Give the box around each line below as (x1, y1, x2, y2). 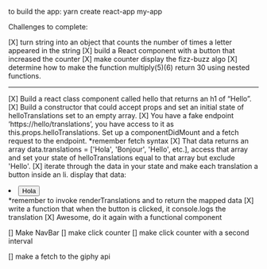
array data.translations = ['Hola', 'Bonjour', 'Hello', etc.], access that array (8, 144, 249, 154)
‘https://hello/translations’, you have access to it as (8, 119, 175, 129)
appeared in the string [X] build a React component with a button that (8, 46, 236, 55)
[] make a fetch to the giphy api (8, 252, 111, 261)
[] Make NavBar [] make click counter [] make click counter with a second (8, 228, 250, 237)
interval (8, 236, 33, 245)
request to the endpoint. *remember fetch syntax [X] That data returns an (8, 136, 249, 145)
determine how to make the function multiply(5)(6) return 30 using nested (8, 63, 250, 72)
